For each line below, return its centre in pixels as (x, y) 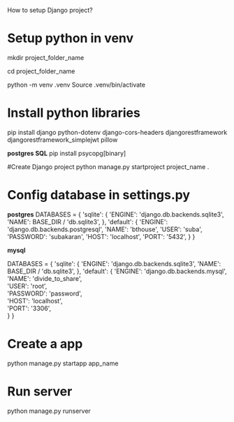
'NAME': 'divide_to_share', (45, 278)
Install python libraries (74, 113)
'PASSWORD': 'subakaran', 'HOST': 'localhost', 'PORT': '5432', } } (101, 236)
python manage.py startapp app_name (63, 363)
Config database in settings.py (99, 195)
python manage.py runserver (49, 411)
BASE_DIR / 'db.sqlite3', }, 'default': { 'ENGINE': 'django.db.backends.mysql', (117, 271)
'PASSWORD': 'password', (45, 293)
